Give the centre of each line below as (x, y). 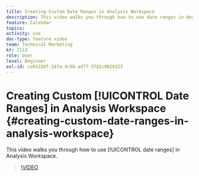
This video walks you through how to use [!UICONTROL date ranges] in (93, 150)
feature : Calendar (29, 22)
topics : (16, 28)
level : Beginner (26, 61)
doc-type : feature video (37, 39)
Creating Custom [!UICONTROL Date (98, 96)
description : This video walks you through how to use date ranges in (95, 17)
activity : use (24, 34)
